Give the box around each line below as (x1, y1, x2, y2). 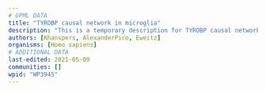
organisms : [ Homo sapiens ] (8, 41, 97, 49)
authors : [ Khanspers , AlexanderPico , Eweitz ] (8, 33, 161, 42)
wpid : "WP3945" (8, 70, 59, 78)
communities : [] (8, 63, 62, 71)
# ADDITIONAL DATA (8, 48, 69, 56)
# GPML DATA (8, 11, 47, 20)
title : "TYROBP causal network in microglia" (8, 19, 161, 27)
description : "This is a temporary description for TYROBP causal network (8, 26, 260, 34)
